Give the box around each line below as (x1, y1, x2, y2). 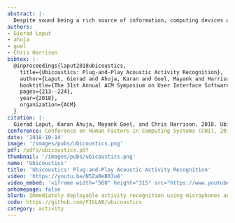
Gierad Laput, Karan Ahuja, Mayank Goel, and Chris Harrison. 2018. (13, 120, 218, 128)
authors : (7, 23, 33, 30)
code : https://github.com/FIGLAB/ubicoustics (7, 199, 142, 206)
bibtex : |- (7, 56, 39, 63)
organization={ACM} (20, 101, 77, 108)
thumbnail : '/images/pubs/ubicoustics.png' (7, 153, 136, 161)
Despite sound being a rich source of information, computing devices (13, 17, 224, 24)
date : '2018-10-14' (7, 134, 64, 141)
